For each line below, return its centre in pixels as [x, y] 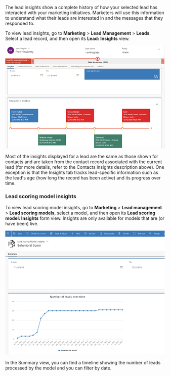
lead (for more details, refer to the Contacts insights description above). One [85, 167]
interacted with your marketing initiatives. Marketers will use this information [85, 13]
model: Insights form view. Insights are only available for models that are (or [85, 218]
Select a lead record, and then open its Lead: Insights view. [68, 38]
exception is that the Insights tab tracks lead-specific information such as [82, 173]
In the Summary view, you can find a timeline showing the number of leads [83, 362]
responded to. [20, 23]
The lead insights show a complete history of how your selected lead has [81, 7]
